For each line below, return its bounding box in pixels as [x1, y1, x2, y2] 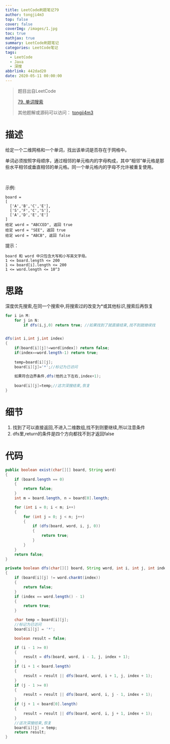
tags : [5, 50, 17, 55]
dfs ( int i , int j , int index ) [5, 336, 65, 341]
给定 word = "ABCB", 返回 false [5, 233, 71, 238]
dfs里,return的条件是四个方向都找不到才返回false [12, 430, 115, 436]
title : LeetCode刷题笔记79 [5, 7, 59, 13]
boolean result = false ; [14, 636, 67, 641]
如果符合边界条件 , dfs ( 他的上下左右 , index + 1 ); [14, 374, 101, 379]
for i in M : [5, 313, 30, 318]
